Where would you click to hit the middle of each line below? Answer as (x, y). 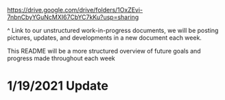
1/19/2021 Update (58, 86)
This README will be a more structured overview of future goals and (104, 51)
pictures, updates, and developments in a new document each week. (105, 38)
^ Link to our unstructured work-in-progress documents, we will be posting (113, 30)
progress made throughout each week (61, 58)
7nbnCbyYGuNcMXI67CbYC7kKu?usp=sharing (73, 17)
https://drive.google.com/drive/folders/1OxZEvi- (75, 10)
